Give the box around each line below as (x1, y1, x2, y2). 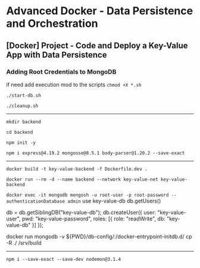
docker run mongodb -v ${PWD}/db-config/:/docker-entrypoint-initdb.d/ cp (6, 233, 192, 240)
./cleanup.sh (6, 103, 39, 109)
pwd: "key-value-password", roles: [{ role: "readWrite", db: (21, 215, 165, 222)
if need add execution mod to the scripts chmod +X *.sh (6, 81, 142, 88)
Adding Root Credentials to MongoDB (6, 67, 117, 75)
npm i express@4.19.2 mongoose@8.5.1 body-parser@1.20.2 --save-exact (6, 150, 185, 156)
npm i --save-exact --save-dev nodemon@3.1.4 (6, 256, 121, 262)
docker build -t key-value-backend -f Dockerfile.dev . (6, 166, 148, 172)
